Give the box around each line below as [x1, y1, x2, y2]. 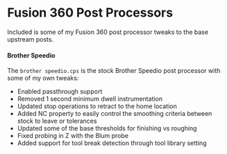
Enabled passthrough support [17, 87, 103, 96]
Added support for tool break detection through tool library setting [17, 139, 207, 147]
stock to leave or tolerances [17, 117, 97, 126]
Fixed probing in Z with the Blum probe [17, 132, 128, 140]
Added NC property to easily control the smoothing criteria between [17, 110, 212, 118]
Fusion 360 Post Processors [7, 5, 174, 21]
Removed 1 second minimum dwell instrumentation [17, 95, 163, 103]
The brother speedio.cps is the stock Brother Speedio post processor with [7, 67, 221, 75]
